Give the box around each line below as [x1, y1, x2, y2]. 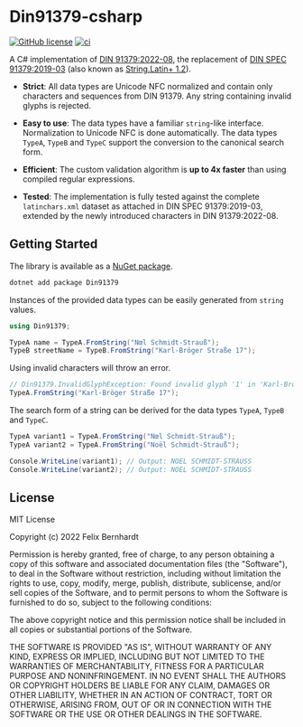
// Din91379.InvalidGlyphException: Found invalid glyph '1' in [9, 380, 256, 390]
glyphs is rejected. [22, 99, 92, 110]
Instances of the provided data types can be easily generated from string [9, 294, 284, 305]
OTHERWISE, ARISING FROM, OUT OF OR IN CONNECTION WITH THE [9, 699, 272, 711]
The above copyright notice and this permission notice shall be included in [9, 615, 286, 626]
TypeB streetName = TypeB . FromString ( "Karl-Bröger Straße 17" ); [9, 346, 256, 355]
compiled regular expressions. [22, 174, 135, 184]
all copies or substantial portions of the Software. [9, 624, 192, 635]
